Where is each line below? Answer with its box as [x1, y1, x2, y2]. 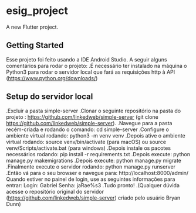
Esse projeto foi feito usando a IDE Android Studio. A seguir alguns [6, 56, 167, 63]
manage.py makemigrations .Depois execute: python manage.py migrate [6, 157, 182, 164]
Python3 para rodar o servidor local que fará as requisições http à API [6, 68, 175, 75]
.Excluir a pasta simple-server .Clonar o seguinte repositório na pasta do [6, 107, 181, 114]
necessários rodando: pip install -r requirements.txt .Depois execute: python [6, 150, 191, 157]
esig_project [6, 4, 69, 18]
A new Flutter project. [6, 23, 59, 30]
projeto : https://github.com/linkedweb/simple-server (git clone [6, 113, 158, 121]
